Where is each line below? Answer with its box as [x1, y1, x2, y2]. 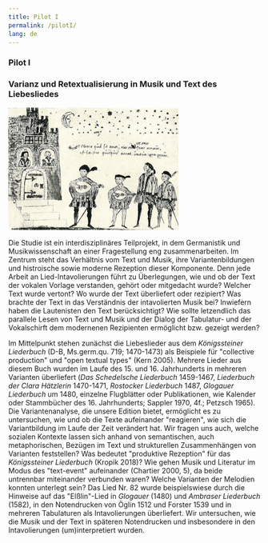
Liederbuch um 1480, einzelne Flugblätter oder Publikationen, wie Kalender [8, 389, 256, 399]
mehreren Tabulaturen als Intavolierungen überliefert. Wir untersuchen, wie [8, 508, 256, 517]
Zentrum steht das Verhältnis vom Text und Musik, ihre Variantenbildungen [8, 254, 254, 264]
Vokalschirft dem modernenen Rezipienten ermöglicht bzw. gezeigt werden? [8, 322, 260, 332]
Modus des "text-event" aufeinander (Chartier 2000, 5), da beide [8, 465, 223, 475]
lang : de [8, 30, 38, 38]
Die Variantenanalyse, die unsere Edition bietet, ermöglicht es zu [8, 406, 222, 416]
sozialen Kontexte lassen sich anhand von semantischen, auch [8, 432, 214, 441]
